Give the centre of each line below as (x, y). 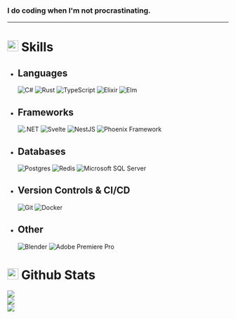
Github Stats (58, 275)
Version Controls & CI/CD (74, 190)
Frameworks (45, 112)
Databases (41, 151)
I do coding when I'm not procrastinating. (79, 11)
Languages (42, 73)
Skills (37, 47)
